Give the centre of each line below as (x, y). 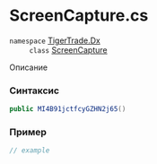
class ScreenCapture (68, 49)
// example (30, 151)
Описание (28, 67)
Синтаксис (35, 91)
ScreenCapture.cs (79, 16)
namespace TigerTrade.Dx (55, 40)
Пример (28, 133)
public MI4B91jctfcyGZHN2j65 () (68, 109)
